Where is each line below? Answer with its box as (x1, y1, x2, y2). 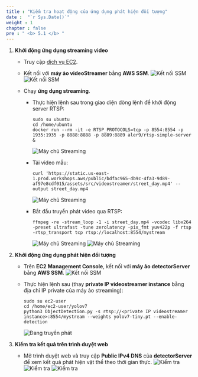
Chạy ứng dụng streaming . (23, 87, 90, 95)
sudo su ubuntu (32, 116, 70, 123)
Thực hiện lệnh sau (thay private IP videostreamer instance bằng (23, 281, 184, 288)
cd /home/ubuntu (32, 122, 73, 128)
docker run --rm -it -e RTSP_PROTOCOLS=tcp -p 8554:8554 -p (32, 127, 184, 133)
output (32, 186, 49, 192)
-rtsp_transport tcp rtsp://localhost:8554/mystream (32, 230, 165, 236)
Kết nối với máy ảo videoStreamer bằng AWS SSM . (23, 70, 150, 77)
